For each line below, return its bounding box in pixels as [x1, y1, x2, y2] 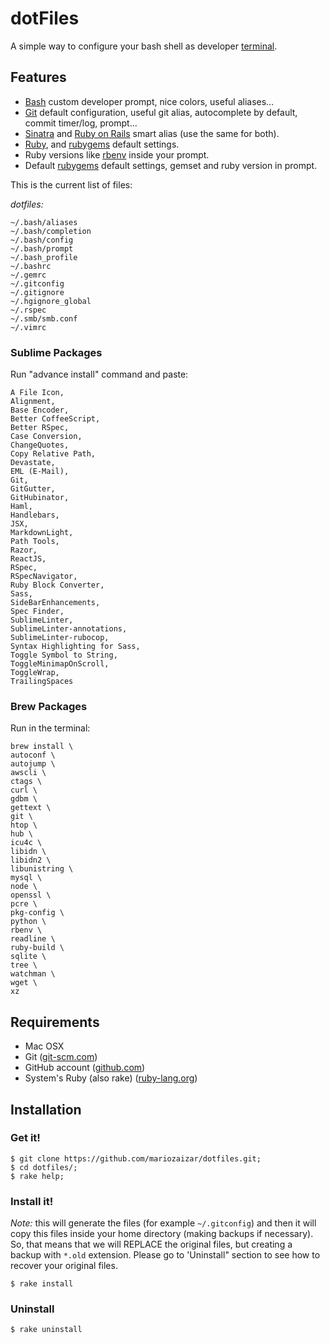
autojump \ [10, 759, 56, 769]
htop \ [10, 820, 38, 831]
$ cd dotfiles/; [10, 1162, 78, 1172]
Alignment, [10, 397, 56, 407]
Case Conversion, [10, 432, 83, 442]
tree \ [10, 960, 38, 971]
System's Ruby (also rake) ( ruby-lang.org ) [24, 1072, 198, 1084]
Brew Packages [10, 699, 88, 713]
